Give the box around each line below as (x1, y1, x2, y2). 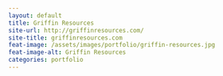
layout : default (8, 11, 62, 20)
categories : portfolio (8, 56, 84, 64)
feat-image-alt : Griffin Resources (8, 48, 127, 56)
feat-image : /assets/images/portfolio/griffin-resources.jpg (8, 41, 216, 49)
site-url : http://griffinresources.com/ (8, 26, 145, 34)
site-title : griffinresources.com (8, 33, 123, 42)
